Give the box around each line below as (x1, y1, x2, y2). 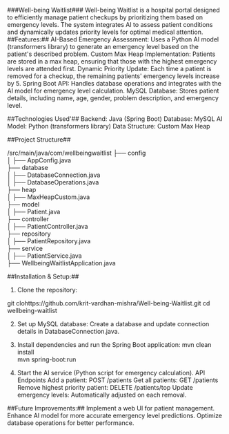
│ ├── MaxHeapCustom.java (7, 193, 90, 201)
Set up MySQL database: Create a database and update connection (17, 320, 210, 328)
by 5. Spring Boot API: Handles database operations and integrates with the (7, 79, 222, 87)
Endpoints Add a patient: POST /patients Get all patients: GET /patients (17, 376, 219, 384)
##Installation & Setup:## (7, 272, 79, 281)
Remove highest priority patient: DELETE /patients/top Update (17, 384, 193, 391)
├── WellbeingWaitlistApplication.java (7, 259, 116, 267)
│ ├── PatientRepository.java (7, 237, 91, 245)
